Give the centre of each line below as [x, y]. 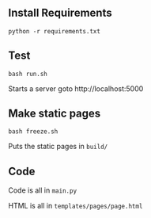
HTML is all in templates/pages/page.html [75, 206]
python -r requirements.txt [55, 31]
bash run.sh [28, 74]
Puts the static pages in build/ [58, 147]
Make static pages [55, 114]
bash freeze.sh [33, 132]
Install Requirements [60, 13]
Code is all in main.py [43, 190]
